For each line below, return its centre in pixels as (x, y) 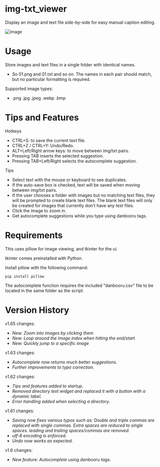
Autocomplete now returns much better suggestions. (65, 362)
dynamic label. (27, 396)
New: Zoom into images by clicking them (53, 333)
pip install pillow (25, 276)
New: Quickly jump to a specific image (51, 343)
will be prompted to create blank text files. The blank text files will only (82, 200)
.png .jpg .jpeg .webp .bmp (39, 98)
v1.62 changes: (20, 376)
